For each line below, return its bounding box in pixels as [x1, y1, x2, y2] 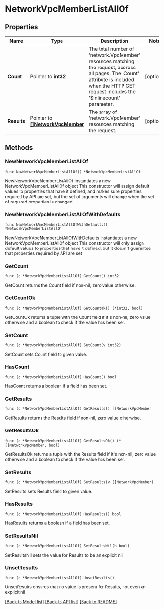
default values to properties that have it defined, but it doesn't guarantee [5, 245, 151, 251]
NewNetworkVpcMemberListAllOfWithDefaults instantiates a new [5, 235, 137, 241]
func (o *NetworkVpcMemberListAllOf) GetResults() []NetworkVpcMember [5, 406, 152, 411]
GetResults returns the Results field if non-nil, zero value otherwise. [5, 415, 141, 421]
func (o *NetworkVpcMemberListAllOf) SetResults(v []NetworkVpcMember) [5, 480, 154, 485]
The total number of [88, 45, 134, 52]
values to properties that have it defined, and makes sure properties [5, 188, 142, 194]
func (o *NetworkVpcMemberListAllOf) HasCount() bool [5, 375, 117, 380]
